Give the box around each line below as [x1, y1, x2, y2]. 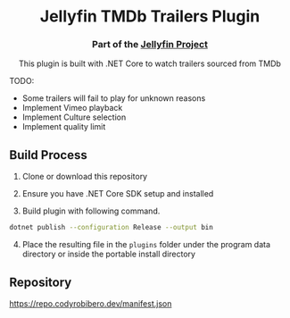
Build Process [9, 147, 87, 163]
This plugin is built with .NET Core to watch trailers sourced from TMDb [19, 58, 281, 69]
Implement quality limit [21, 121, 106, 132]
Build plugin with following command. [21, 205, 161, 216]
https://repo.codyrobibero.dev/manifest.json [9, 297, 172, 309]
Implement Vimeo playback [21, 103, 123, 113]
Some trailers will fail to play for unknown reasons [21, 93, 206, 104]
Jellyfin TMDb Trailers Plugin [39, 6, 261, 27]
